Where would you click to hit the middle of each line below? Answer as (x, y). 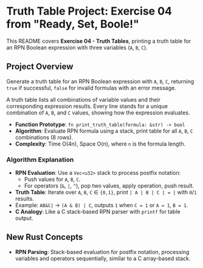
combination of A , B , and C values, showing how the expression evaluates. (98, 112)
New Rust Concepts (45, 237)
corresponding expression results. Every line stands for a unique (87, 106)
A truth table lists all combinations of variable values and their (84, 99)
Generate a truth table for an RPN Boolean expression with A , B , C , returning (100, 81)
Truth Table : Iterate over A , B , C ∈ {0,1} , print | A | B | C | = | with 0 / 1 (106, 192)
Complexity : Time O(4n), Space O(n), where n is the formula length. (100, 144)
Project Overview (40, 67)
